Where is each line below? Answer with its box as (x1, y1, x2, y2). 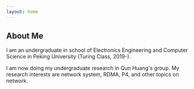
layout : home (6, 8, 39, 15)
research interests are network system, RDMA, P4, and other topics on (6, 71, 179, 78)
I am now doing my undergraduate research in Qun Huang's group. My (6, 65, 180, 72)
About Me (6, 31, 43, 41)
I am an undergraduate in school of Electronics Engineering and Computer (6, 47, 189, 54)
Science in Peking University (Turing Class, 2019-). (6, 53, 131, 60)
